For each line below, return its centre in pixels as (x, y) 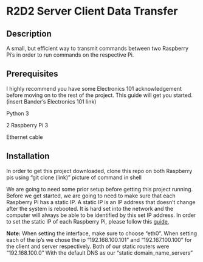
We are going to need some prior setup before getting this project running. (100, 189)
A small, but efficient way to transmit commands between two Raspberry (98, 48)
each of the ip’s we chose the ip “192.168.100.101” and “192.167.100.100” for (99, 239)
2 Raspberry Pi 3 (27, 125)
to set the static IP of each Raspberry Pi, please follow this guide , (88, 221)
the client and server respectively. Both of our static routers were (88, 246)
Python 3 (18, 113)
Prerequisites (32, 74)
